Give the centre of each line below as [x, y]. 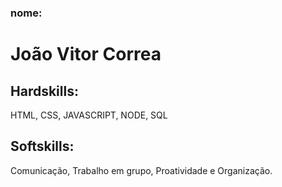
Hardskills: [44, 91]
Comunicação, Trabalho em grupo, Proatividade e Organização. [141, 170]
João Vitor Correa [86, 54]
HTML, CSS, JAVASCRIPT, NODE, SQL [89, 115]
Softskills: [42, 146]
